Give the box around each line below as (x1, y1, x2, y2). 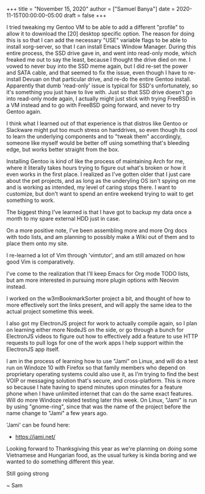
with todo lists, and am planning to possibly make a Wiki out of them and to (6, 234, 195, 240)
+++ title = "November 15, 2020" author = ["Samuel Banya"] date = (6, 6, 175, 12)
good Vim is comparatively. (6, 258, 75, 265)
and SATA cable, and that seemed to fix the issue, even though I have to (6, 69, 187, 76)
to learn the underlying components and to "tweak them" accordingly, (6, 133, 182, 140)
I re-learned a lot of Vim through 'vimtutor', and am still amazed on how (6, 252, 185, 259)
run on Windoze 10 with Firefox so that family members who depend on (6, 364, 186, 371)
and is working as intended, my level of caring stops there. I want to (6, 183, 177, 191)
